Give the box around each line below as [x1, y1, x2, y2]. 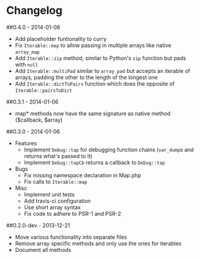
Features [14, 139, 37, 146]
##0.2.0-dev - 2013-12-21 [6, 221, 70, 229]
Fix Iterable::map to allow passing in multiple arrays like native [14, 42, 172, 49]
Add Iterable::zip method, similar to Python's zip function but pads [14, 54, 187, 61]
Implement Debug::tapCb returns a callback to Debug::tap [23, 159, 166, 166]
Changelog [6, 4, 63, 17]
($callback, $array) [14, 116, 63, 124]
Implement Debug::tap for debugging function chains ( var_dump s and [23, 146, 194, 153]
